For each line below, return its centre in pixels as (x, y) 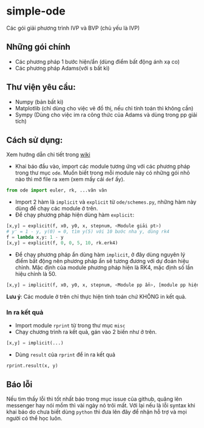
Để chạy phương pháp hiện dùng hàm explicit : (75, 215)
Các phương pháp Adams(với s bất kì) (62, 68)
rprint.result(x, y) (32, 366)
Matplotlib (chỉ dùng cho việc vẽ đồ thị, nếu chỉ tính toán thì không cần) (104, 108)
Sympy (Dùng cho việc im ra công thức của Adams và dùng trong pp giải (106, 115)
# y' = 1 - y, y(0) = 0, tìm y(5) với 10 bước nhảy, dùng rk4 (88, 232)
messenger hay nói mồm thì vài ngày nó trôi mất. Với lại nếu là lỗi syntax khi (101, 406)
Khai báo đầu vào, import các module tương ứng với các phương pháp (102, 166)
